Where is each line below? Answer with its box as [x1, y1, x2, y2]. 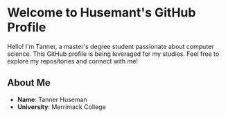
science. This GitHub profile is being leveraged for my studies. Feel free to [7, 50, 220, 58]
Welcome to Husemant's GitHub [7, 5, 196, 21]
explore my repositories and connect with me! [7, 57, 139, 65]
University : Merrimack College [17, 102, 106, 111]
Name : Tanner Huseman [17, 95, 88, 104]
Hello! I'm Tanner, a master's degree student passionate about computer [7, 42, 214, 50]
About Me [7, 77, 51, 89]
